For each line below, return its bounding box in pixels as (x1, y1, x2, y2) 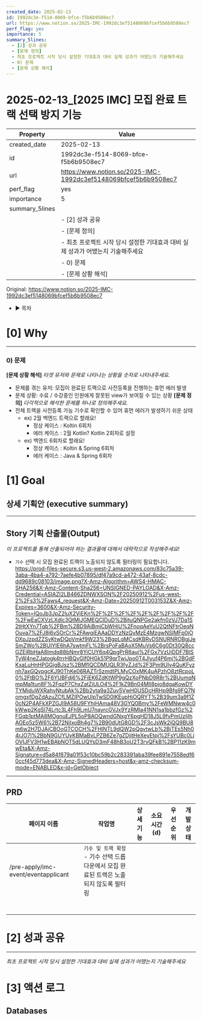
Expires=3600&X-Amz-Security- (14, 603, 96, 611)
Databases (6, 1006, 48, 1016)
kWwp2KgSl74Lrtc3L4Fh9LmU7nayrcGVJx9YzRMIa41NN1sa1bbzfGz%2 (14, 706, 193, 713)
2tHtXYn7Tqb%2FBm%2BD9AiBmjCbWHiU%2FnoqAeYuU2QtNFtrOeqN (14, 623, 194, 630)
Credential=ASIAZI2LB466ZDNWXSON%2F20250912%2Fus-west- (14, 591, 182, 598)
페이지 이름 (29, 820, 58, 828)
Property (19, 130, 46, 139)
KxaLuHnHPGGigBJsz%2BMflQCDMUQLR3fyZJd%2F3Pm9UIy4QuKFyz (14, 661, 195, 669)
